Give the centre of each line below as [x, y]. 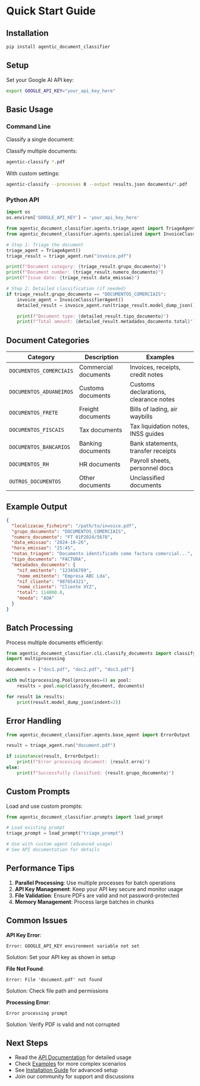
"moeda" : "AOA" [36, 598]
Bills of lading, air [154, 409]
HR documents [100, 465]
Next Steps [27, 1043]
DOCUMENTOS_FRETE [34, 413]
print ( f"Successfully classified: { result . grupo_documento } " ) [96, 773]
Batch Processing [40, 628]
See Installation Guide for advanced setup [66, 1070]
